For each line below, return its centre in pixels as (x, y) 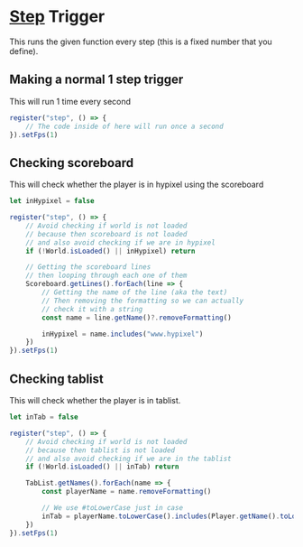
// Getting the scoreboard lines (88, 267)
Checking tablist (56, 379)
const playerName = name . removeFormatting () (127, 492)
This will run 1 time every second (70, 101)
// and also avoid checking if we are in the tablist (129, 459)
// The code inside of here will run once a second (124, 126)
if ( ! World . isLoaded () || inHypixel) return (110, 251)
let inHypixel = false (52, 201)
